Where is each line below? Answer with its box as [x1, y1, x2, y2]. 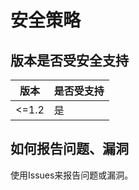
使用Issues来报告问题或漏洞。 [10, 169, 134, 181]
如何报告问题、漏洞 [10, 141, 129, 158]
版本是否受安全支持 [10, 52, 129, 69]
